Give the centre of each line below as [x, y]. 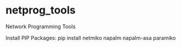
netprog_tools [41, 10]
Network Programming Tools [41, 26]
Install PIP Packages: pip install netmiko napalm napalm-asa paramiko [91, 38]
